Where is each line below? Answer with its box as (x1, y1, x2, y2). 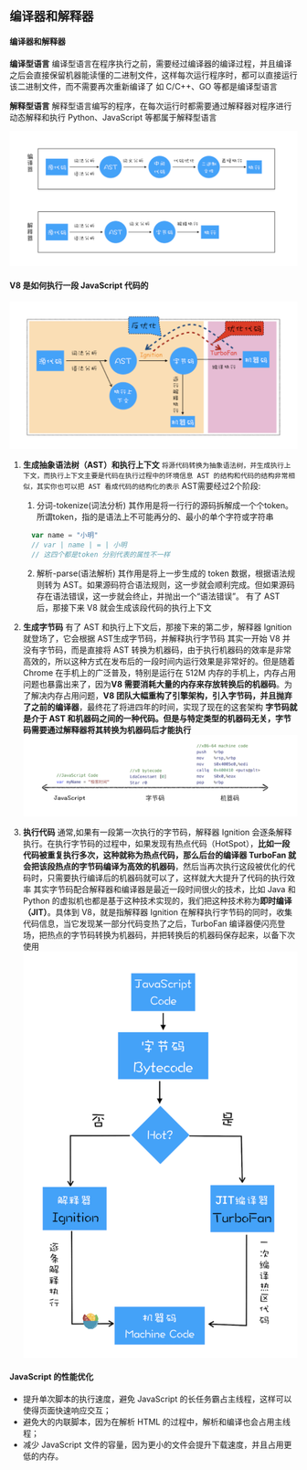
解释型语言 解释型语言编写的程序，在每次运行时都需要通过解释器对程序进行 (9, 100, 292, 112)
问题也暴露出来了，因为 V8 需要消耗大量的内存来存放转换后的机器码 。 (22, 678, 285, 689)
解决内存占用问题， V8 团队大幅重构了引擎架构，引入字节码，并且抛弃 (30, 689, 292, 701)
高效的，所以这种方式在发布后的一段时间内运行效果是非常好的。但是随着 (22, 655, 295, 666)
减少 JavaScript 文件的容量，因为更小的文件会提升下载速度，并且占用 (22, 1439, 284, 1450)
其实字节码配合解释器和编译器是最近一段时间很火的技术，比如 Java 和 (33, 883, 296, 894)
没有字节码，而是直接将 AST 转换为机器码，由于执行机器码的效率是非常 (22, 644, 292, 655)
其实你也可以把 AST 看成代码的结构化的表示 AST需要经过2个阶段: (36, 480, 261, 491)
